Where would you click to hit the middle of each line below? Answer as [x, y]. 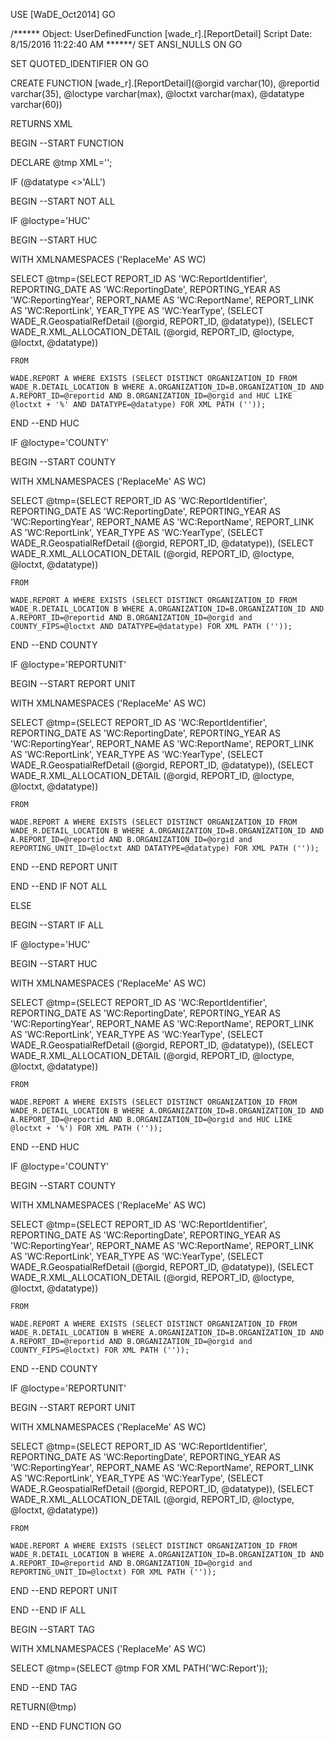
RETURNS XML [41, 123]
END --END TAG [44, 1687]
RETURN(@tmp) [43, 1707]
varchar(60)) [36, 104]
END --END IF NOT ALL [59, 886]
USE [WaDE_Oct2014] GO [63, 14]
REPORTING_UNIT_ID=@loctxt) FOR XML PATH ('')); [113, 1572]
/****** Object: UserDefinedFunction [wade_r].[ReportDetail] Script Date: [161, 33]
